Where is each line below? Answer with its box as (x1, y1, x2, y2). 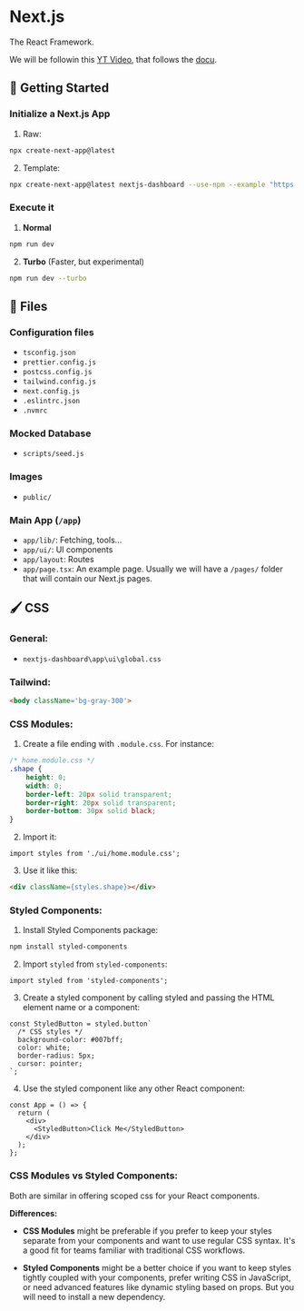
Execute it (9, 202, 54, 214)
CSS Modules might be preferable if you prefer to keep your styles (22, 1225, 272, 1237)
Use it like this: (22, 865, 78, 876)
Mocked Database (9, 427, 92, 440)
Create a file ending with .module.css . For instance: (22, 739, 215, 750)
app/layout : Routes (22, 554, 94, 564)
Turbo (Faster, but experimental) (22, 256, 145, 267)
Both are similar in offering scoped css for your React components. (9, 1190, 260, 1201)
